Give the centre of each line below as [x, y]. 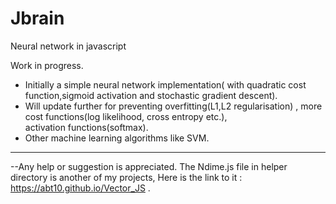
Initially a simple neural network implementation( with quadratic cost [165, 84]
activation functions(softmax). [86, 127]
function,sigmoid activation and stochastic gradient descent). [151, 95]
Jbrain [37, 18]
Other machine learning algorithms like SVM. [117, 138]
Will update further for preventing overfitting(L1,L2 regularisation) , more [173, 106]
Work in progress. [47, 65]
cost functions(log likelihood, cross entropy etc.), [126, 116]
